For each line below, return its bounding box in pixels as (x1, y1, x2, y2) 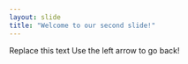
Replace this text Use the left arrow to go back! (9, 45, 180, 55)
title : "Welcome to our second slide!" (9, 21, 156, 30)
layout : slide (9, 12, 62, 22)
